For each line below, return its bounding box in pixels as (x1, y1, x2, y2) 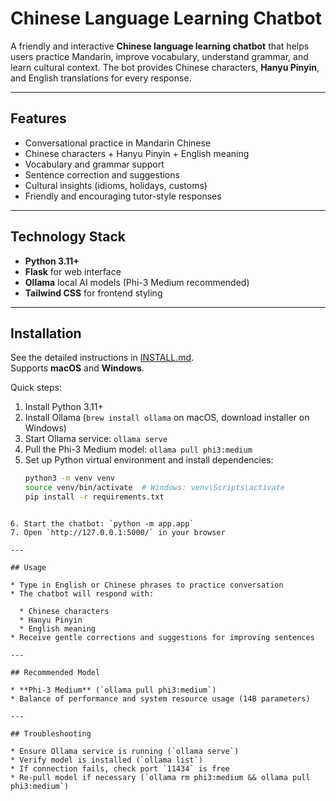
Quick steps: (10, 382, 62, 394)
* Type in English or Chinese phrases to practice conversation (10, 580, 284, 590)
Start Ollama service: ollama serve (24, 433, 168, 445)
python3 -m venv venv (24, 473, 116, 484)
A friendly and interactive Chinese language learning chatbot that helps (10, 40, 310, 52)
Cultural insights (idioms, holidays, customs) (24, 179, 208, 191)
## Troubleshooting (10, 729, 92, 739)
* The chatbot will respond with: (10, 589, 155, 599)
